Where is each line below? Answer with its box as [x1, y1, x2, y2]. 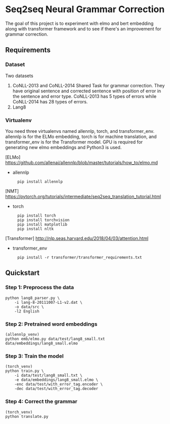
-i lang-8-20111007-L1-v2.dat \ [14, 300, 82, 305]
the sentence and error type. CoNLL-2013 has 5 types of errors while [12, 93, 157, 99]
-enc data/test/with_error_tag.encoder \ [14, 382, 103, 387]
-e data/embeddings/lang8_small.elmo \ [14, 377, 99, 382]
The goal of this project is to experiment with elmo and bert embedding [5, 20, 154, 26]
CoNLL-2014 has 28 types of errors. [12, 98, 88, 104]
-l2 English [14, 308, 39, 314]
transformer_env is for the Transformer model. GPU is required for [5, 138, 143, 145]
